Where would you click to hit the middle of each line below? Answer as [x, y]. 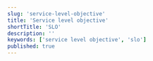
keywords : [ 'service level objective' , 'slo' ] [77, 40]
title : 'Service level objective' [58, 20]
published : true [31, 46]
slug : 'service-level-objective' [56, 14]
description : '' [31, 33]
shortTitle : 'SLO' [34, 27]
